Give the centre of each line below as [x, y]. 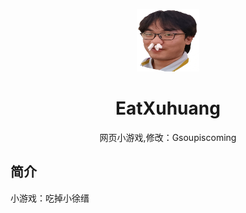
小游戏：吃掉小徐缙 [50, 198]
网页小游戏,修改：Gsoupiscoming [168, 137]
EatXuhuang [168, 108]
